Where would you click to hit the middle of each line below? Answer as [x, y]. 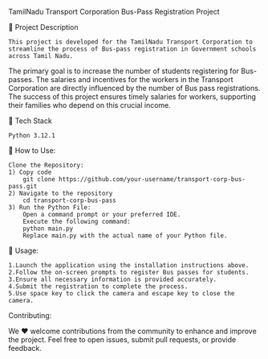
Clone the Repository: [46, 165]
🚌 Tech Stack [30, 121]
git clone [39, 179]
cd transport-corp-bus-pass [69, 200]
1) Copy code [30, 172]
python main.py [48, 229]
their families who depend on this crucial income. [89, 105]
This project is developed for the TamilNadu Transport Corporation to [130, 42]
